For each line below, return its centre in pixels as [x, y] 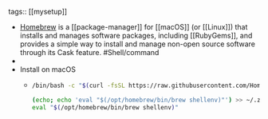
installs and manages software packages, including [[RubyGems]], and [136, 36]
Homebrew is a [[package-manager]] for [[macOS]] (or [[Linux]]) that [134, 27]
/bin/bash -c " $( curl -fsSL [78, 85]
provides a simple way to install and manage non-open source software [138, 44]
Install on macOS [47, 69]
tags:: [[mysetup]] [38, 12]
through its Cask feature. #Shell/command [89, 52]
